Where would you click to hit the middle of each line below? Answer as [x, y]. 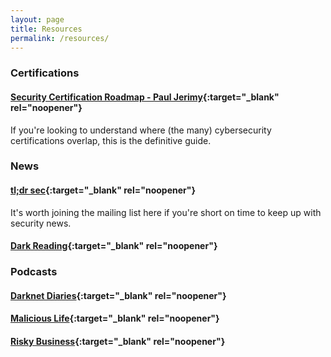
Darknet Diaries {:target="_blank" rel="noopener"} [118, 295]
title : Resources [46, 29]
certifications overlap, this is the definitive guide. [111, 140]
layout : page [37, 19]
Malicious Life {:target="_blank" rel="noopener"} [115, 318]
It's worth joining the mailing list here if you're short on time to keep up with [166, 212]
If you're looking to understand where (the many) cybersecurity [141, 130]
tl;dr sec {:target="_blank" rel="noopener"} [103, 190]
